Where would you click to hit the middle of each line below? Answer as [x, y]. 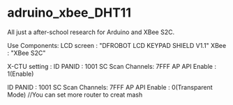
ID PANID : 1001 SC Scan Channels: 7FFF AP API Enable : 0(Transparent [110, 87]
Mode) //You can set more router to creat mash [75, 95]
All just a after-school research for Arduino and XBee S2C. [91, 32]
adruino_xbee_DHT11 [69, 13]
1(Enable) [21, 74]
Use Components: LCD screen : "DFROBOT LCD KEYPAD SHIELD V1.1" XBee [117, 45]
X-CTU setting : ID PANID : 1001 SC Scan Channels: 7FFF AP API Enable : [112, 66]
